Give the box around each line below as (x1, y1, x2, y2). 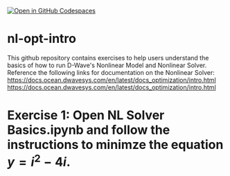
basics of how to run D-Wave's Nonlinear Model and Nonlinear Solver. (7, 61, 207, 69)
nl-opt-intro (7, 31, 76, 46)
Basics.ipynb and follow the (7, 122, 170, 138)
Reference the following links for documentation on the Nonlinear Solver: (7, 68, 215, 76)
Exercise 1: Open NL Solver (7, 107, 165, 123)
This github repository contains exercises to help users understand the (7, 53, 209, 62)
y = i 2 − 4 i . (7, 152, 71, 170)
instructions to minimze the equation (7, 137, 224, 152)
